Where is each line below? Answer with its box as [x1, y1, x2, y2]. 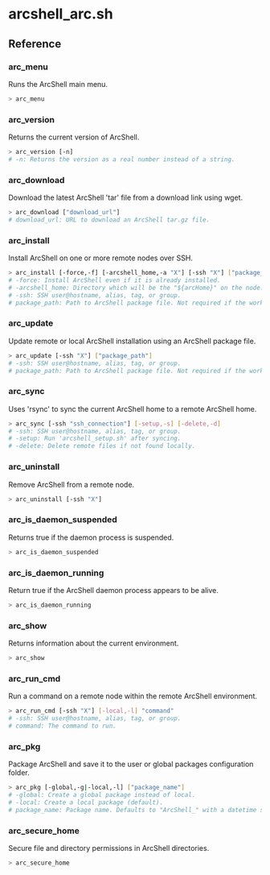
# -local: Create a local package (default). [8, 798, 163, 807]
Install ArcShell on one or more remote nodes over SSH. [8, 253, 193, 263]
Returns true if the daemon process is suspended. [8, 533, 174, 542]
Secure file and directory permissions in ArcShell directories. [8, 843, 210, 852]
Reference [8, 37, 62, 51]
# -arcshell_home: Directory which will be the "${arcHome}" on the [8, 284, 243, 292]
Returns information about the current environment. [8, 638, 179, 649]
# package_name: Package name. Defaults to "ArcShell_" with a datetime [8, 806, 257, 814]
